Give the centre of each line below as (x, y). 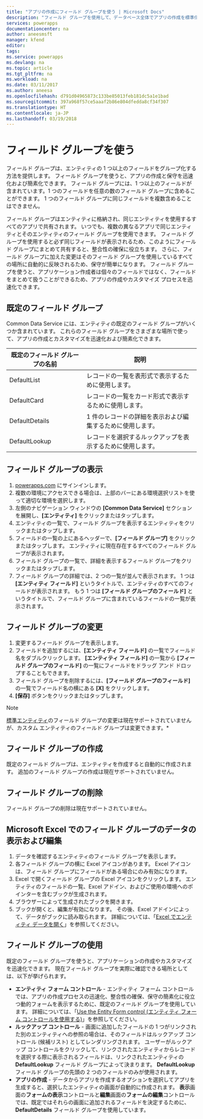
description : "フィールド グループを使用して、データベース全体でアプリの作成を (96, 18)
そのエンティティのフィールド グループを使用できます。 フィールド (104, 234)
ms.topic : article (29, 68)
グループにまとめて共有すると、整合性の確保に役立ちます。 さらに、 (98, 249)
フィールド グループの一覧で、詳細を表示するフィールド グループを (98, 560)
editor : (16, 46)
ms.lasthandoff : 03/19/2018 (42, 118)
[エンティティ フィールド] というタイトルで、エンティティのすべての (99, 583)
